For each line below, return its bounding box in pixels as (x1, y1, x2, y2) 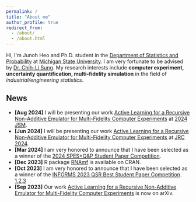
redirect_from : (6, 25, 43, 31)
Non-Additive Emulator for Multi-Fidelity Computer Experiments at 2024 (14, 115, 188, 122)
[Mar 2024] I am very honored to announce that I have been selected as (14, 146, 189, 153)
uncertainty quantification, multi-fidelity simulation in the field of (6, 71, 167, 77)
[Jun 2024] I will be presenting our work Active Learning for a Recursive (14, 127, 190, 134)
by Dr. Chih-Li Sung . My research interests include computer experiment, (6, 64, 184, 71)
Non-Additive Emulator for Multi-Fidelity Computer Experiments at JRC (14, 134, 185, 141)
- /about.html (11, 36, 45, 41)
